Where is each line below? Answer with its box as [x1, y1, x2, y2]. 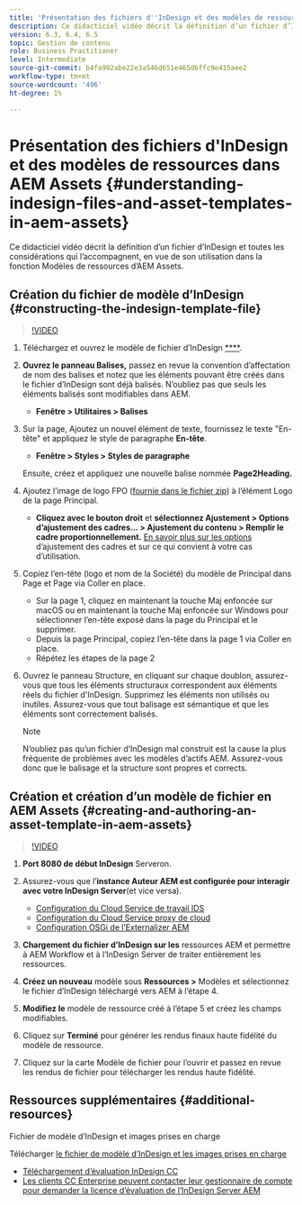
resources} [9, 1107, 74, 1122]
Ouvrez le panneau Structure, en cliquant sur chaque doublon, [22, 671, 253, 681]
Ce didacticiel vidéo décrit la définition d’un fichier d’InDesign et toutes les [9, 242, 285, 252]
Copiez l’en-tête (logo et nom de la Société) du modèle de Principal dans [22, 569, 292, 580]
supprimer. [35, 624, 76, 635]
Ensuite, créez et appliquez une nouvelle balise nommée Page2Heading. [22, 468, 293, 479]
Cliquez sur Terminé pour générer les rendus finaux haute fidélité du [22, 1030, 277, 1041]
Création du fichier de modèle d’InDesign [9, 287, 244, 302]
